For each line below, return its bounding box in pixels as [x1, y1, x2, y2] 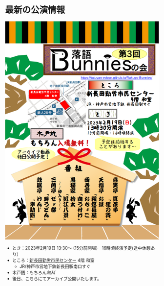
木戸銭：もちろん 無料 [12, 269, 55, 275]
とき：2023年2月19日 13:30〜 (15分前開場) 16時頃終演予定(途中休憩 [12, 245, 151, 251]
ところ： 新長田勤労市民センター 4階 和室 [12, 257, 95, 263]
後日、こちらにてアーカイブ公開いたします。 [12, 275, 102, 282]
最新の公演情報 [5, 4, 65, 16]
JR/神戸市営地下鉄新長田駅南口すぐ [19, 263, 91, 269]
